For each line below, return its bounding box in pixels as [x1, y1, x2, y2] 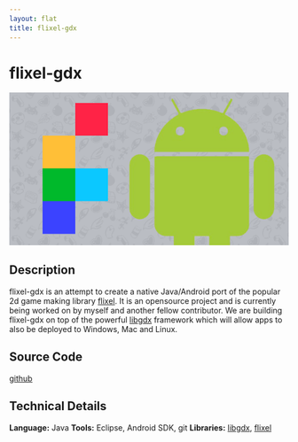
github [9, 373, 33, 384]
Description [9, 262, 75, 278]
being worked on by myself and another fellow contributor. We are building [9, 305, 283, 315]
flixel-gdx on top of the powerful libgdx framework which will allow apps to [9, 314, 283, 325]
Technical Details [9, 399, 107, 414]
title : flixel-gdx [9, 23, 77, 33]
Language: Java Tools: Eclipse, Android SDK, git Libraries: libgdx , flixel [9, 422, 272, 433]
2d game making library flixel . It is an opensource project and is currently [9, 295, 277, 306]
